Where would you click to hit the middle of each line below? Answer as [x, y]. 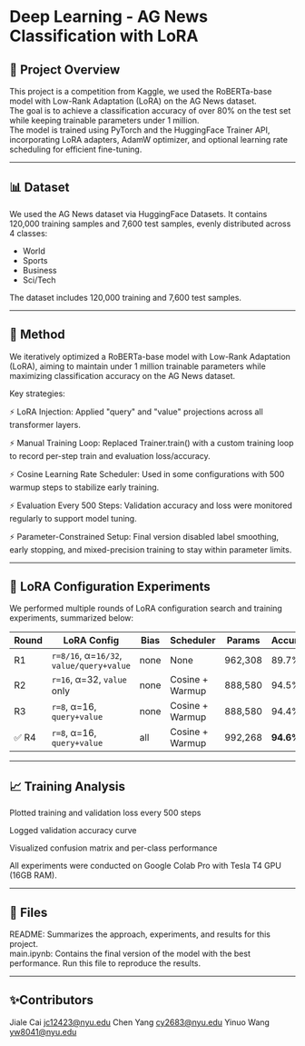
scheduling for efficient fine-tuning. [76, 149]
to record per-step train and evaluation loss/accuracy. [110, 455]
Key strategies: [37, 393]
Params [243, 641]
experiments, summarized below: [72, 618]
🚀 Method [37, 335]
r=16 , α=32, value [89, 680]
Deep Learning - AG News [109, 17]
